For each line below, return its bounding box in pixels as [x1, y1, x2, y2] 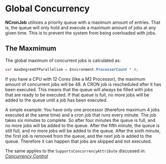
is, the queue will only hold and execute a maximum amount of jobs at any [5, 24, 156, 30]
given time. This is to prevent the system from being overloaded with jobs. [5, 30, 157, 36]
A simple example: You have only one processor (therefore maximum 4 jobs [5, 107, 160, 112]
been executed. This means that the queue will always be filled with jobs [5, 86, 153, 92]
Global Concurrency [5, 3, 90, 14]
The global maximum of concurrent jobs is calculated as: [5, 57, 121, 63]
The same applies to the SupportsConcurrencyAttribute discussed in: [5, 148, 146, 154]
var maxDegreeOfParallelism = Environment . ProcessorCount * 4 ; [5, 67, 139, 72]
